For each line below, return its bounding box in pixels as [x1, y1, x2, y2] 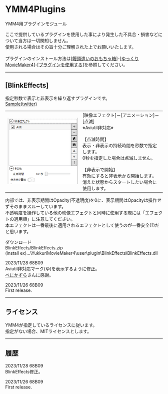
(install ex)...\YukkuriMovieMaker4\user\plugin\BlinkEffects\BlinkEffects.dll [5, 250, 158, 256]
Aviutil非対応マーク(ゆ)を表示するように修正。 [5, 266, 100, 271]
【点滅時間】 [82, 136, 109, 142]
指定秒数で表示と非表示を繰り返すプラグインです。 [5, 95, 110, 101]
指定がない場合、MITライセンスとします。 [5, 328, 91, 334]
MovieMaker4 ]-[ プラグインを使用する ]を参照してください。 [5, 62, 128, 68]
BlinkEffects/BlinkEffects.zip [5, 245, 63, 251]
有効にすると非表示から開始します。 [82, 173, 156, 179]
